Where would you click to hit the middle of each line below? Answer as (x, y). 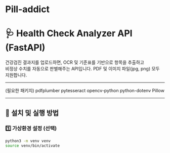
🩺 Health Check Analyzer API (69, 33)
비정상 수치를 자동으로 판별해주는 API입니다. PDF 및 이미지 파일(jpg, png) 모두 (83, 69)
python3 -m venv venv (28, 141)
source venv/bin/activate (32, 145)
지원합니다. (16, 75)
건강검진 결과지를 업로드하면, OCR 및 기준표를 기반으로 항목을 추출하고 (75, 62)
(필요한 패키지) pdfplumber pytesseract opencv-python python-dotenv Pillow (85, 91)
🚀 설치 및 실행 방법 (32, 113)
